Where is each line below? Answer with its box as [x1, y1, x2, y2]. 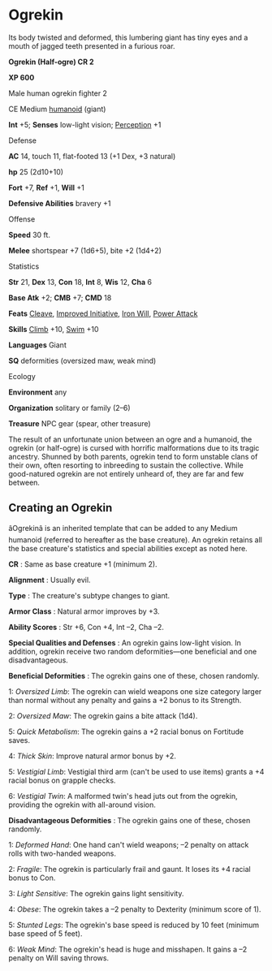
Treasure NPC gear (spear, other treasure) [8, 418, 152, 428]
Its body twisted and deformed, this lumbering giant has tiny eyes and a [8, 32, 248, 42]
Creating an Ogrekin [8, 501, 113, 515]
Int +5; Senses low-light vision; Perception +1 [8, 119, 162, 129]
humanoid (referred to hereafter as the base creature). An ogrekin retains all [8, 534, 262, 545]
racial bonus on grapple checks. [8, 775, 116, 785]
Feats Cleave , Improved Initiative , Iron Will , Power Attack [8, 309, 198, 318]
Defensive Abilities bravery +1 [8, 198, 111, 208]
